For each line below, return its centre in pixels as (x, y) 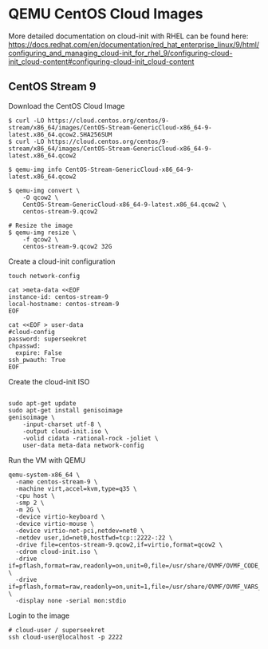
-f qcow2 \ (41, 239)
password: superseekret (48, 339)
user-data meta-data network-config (84, 445)
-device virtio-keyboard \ (60, 516)
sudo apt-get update (43, 403)
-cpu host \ (35, 496)
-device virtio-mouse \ (55, 524)
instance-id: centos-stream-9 (59, 297)
